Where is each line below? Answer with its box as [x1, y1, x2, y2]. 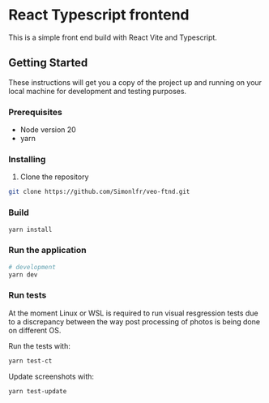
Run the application [8, 245, 87, 256]
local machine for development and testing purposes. [8, 86, 187, 96]
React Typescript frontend [8, 6, 190, 24]
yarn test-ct [8, 357, 53, 365]
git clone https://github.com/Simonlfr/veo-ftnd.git [8, 188, 190, 196]
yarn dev [8, 270, 38, 279]
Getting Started [8, 56, 88, 70]
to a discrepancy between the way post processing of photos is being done [8, 316, 261, 326]
